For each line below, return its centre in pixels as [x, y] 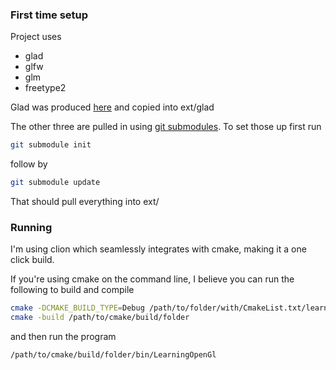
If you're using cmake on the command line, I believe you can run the [152, 279]
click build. [32, 260]
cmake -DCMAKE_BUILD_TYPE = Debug [77, 308]
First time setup [49, 15]
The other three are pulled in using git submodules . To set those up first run [166, 127]
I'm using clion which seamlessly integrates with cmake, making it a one [158, 249]
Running [31, 227]
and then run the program [63, 337]
